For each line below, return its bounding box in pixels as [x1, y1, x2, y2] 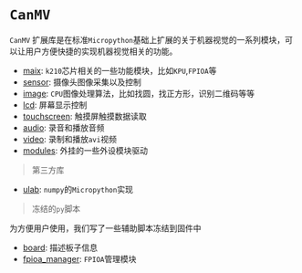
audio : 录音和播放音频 [22, 121, 105, 133]
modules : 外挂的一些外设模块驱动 [22, 144, 149, 156]
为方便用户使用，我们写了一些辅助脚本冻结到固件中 [9, 222, 202, 234]
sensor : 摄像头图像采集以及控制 [22, 76, 141, 88]
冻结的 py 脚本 [31, 203, 81, 214]
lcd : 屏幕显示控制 [22, 99, 88, 110]
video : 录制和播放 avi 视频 [22, 133, 117, 144]
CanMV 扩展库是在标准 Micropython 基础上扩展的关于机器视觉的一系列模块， [9, 34, 286, 45]
